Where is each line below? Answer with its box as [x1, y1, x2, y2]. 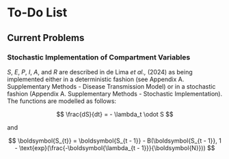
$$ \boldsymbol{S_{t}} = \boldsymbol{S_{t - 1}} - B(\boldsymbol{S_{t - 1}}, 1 [8, 136, 222, 145]
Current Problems [7, 32, 85, 44]
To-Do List [7, 5, 68, 20]
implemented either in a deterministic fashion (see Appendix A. [7, 75, 185, 83]
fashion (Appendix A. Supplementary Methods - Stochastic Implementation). [7, 89, 223, 98]
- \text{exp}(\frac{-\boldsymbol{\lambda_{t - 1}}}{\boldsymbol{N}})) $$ [14, 143, 215, 151]
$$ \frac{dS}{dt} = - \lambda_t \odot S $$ [56, 110, 174, 118]
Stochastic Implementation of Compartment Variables [7, 53, 191, 62]
